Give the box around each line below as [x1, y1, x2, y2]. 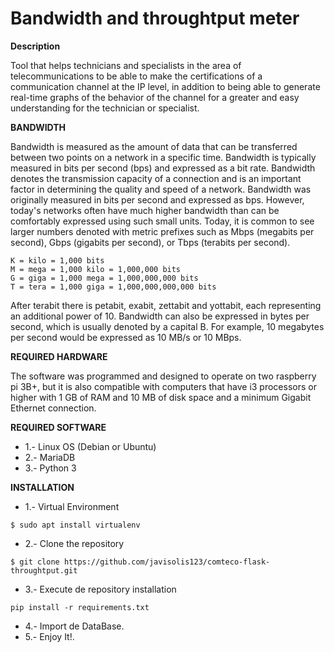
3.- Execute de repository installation [24, 583, 177, 595]
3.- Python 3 [24, 462, 77, 474]
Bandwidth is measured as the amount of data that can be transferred [10, 140, 298, 152]
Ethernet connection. [10, 402, 97, 414]
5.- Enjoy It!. [24, 630, 75, 642]
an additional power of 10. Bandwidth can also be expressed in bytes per [10, 310, 310, 322]
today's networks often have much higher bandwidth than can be [10, 204, 280, 216]
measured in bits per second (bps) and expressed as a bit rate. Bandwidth [10, 162, 316, 174]
